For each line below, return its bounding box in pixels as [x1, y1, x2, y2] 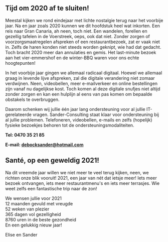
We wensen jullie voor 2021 [5, 195, 62, 201]
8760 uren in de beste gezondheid [5, 216, 77, 222]
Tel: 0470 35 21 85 [5, 132, 45, 138]
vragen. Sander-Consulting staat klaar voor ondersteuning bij [32, 111, 159, 117]
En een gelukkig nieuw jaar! [5, 222, 62, 228]
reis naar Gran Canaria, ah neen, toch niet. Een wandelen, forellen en [5, 28, 147, 34]
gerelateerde [5, 111, 32, 117]
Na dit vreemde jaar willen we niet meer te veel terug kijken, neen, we [5, 169, 149, 175]
